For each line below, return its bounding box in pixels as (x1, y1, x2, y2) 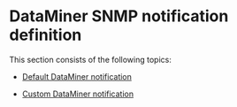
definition (9, 25, 82, 45)
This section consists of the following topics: (9, 54, 172, 65)
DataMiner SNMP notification (9, 6, 229, 27)
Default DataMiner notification (21, 71, 133, 81)
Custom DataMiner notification (21, 88, 134, 99)
